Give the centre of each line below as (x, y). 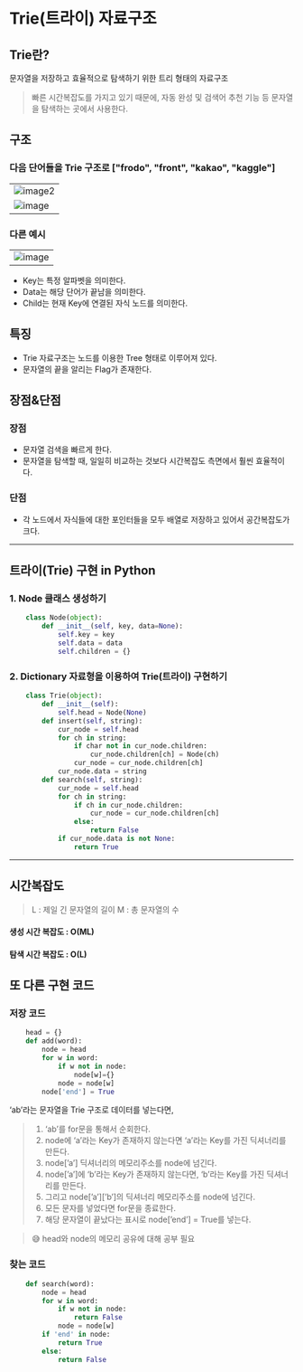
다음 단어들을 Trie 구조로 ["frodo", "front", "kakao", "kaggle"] (142, 168)
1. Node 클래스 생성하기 (58, 599)
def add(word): (54, 1041)
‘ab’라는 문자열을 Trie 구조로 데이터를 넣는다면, (92, 1110)
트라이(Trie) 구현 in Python (83, 571)
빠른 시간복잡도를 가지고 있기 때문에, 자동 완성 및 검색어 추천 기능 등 (150, 97)
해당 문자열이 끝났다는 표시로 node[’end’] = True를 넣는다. (148, 1220)
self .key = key (86, 635)
